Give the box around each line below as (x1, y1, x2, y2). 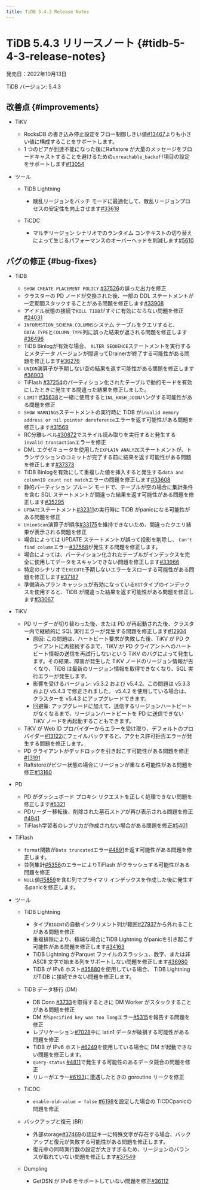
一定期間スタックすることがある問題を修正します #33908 (23, 300, 164, 307)
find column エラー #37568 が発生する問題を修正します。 (23, 543, 161, 551)
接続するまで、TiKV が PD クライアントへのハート (69, 643, 192, 650)
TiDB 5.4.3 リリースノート (6, 37, 135, 50)
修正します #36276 (34, 358, 80, 365)
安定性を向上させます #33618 (48, 205, 119, 213)
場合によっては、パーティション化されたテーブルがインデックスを (23, 551, 185, 558)
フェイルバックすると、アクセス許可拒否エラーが (67, 732, 187, 740)
